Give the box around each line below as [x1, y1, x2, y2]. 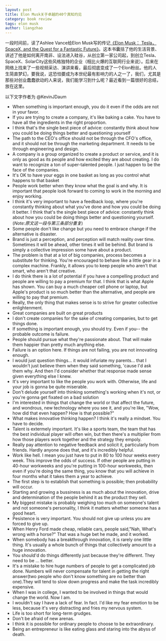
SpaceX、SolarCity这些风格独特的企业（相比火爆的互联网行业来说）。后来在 [5, 58, 159, 64]
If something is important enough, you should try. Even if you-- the [12, 326, 148, 332]
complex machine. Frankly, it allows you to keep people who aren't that [12, 263, 157, 269]
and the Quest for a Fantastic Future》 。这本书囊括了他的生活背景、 [23, 46, 160, 52]
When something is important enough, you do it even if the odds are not [12, 104, 159, 110]
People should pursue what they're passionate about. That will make [12, 337, 152, 343]
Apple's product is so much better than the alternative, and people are [12, 289, 156, 295]
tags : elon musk [5, 21, 39, 26]
